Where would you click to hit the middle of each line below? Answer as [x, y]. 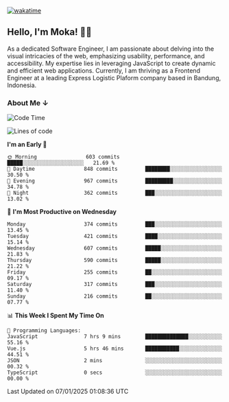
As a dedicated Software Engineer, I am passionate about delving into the [111, 49]
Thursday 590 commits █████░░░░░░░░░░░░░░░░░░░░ [115, 261]
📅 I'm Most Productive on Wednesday [62, 212]
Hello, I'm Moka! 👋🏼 [50, 32]
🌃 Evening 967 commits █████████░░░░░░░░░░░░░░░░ [115, 181]
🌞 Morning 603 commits [63, 157]
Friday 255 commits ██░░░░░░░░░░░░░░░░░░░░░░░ [115, 272]
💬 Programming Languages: [44, 331]
